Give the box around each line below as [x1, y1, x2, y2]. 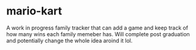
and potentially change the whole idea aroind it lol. [6, 37, 133, 44]
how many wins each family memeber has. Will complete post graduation [6, 30, 190, 37]
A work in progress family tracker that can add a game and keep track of [6, 24, 189, 31]
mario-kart [6, 4, 62, 18]
